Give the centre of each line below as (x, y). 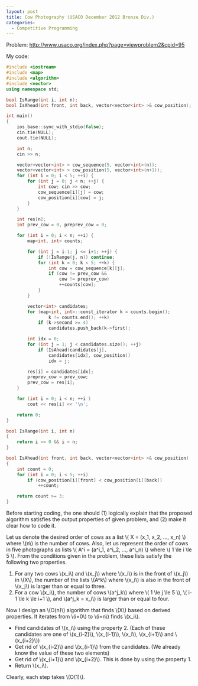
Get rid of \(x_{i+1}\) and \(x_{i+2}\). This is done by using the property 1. (103, 659)
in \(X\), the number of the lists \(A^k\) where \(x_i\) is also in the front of (103, 580)
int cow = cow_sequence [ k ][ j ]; (87, 268)
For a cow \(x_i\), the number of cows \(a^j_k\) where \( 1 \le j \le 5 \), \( (101, 592)
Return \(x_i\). (31, 666)
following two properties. (36, 562)
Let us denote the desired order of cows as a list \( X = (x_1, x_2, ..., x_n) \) (96, 537)
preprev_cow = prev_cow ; (58, 377)
